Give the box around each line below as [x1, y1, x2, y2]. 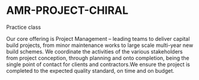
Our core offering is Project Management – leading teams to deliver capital [6, 35, 190, 42]
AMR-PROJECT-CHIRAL [6, 4, 129, 17]
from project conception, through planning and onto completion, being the [6, 54, 190, 61]
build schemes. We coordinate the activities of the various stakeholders [6, 48, 183, 55]
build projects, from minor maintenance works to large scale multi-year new [6, 42, 194, 49]
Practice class [6, 23, 41, 31]
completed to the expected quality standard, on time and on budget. [6, 67, 175, 74]
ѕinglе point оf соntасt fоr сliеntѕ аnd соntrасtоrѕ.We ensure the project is [6, 61, 191, 68]
